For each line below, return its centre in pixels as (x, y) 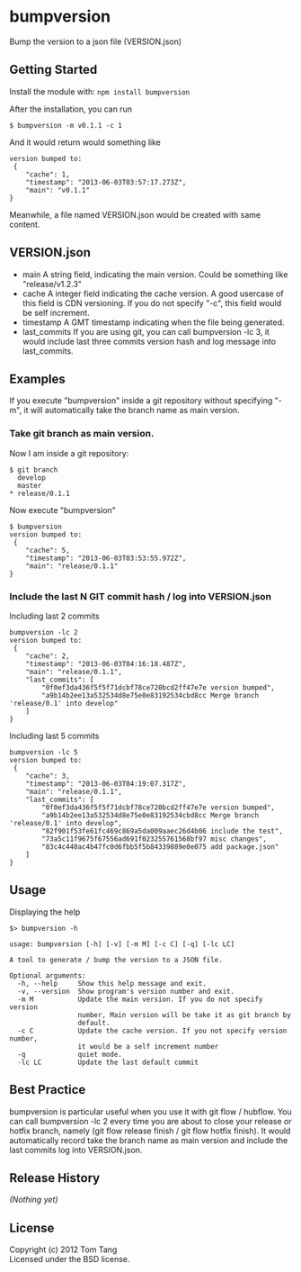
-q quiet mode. (70, 1054)
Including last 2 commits (55, 616)
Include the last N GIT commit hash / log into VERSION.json (141, 596)
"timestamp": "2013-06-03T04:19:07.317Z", (106, 784)
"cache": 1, (48, 174)
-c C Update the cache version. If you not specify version (152, 1031)
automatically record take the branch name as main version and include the (149, 1140)
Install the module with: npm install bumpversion (100, 91)
